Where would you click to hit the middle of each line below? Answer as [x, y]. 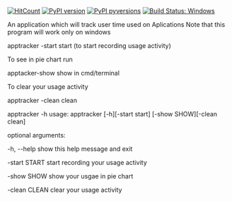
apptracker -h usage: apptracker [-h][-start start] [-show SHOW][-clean [112, 114]
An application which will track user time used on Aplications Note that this [116, 24]
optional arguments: [36, 135]
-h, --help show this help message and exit [70, 149]
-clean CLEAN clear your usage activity [65, 190]
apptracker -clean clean [42, 100]
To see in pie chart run [40, 59]
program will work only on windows [59, 32]
